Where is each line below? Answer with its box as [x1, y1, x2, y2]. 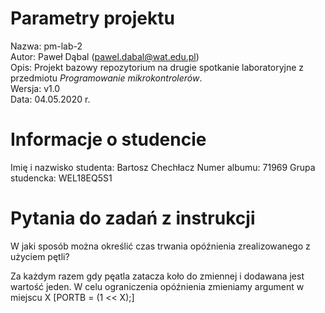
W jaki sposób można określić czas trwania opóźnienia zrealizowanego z [10, 240, 311, 252]
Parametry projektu [10, 7, 175, 30]
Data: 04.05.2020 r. [10, 93, 91, 105]
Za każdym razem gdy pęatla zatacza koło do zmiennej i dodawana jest [10, 270, 305, 282]
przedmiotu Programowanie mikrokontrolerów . [10, 72, 203, 84]
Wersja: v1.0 [10, 82, 61, 94]
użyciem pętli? [10, 250, 70, 262]
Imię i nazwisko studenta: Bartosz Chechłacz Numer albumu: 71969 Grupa [10, 161, 316, 173]
